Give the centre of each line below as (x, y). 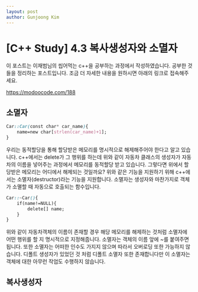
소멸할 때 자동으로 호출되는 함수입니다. (56, 187)
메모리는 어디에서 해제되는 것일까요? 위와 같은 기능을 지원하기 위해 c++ (104, 172)
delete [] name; (46, 209)
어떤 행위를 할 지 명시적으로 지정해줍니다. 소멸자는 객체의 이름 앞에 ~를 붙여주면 (98, 239)
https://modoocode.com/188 (41, 92)
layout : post (22, 12)
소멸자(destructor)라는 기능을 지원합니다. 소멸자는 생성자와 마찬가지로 (98, 179)
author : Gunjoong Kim (33, 17)
